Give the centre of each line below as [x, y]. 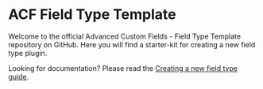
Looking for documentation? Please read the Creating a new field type [123, 68]
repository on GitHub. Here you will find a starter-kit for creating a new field [132, 44]
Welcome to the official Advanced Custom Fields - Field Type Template [124, 36]
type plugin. [28, 53]
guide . [19, 76]
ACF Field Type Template [92, 15]
